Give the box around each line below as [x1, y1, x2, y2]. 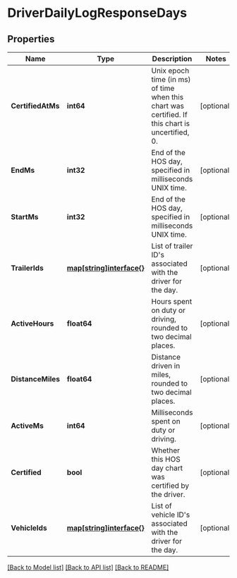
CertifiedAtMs [11, 101, 60, 111]
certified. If [151, 110, 188, 119]
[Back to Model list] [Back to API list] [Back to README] [7, 563, 169, 572]
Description [152, 54, 193, 63]
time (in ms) [151, 75, 191, 84]
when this [151, 92, 184, 102]
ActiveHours [11, 319, 54, 328]
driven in [151, 361, 181, 371]
